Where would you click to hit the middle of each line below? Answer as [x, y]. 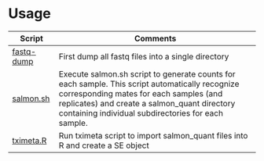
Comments [155, 38]
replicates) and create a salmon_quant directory [147, 103]
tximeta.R [29, 140]
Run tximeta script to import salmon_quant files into [153, 135]
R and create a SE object [104, 145]
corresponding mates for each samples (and [141, 93]
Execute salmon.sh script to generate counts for [147, 73]
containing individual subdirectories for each [141, 113]
